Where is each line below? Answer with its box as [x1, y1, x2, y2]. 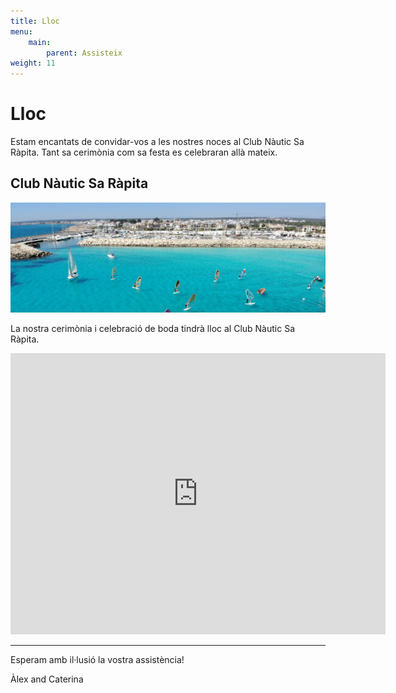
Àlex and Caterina [10, 673, 84, 685]
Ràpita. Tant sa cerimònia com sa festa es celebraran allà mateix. [10, 146, 278, 159]
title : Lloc [10, 16, 60, 26]
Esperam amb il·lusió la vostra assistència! [10, 653, 185, 665]
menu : [10, 26, 33, 37]
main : [28, 37, 52, 47]
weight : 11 [10, 58, 56, 69]
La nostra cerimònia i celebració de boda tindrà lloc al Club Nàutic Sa [10, 322, 295, 334]
